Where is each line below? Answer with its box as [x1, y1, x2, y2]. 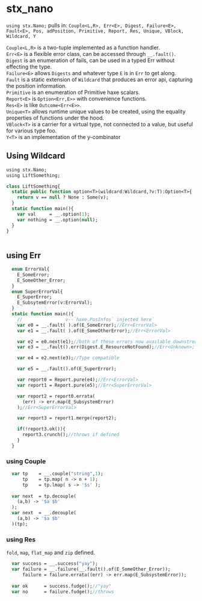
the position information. [6, 82, 67, 89]
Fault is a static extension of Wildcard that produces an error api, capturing [6, 76, 193, 83]
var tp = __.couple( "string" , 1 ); [11, 471, 103, 477]
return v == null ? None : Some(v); [17, 194, 109, 200]
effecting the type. [6, 63, 52, 70]
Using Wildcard [6, 151, 66, 161]
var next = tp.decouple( [11, 493, 77, 499]
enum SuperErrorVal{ [11, 288, 63, 295]
